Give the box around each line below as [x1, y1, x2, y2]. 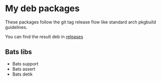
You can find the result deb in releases [5, 34, 84, 40]
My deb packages [5, 3, 80, 14]
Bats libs [5, 48, 32, 56]
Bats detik [12, 71, 33, 77]
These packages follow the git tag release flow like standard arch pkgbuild [5, 19, 156, 25]
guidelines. [5, 24, 28, 30]
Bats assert [12, 66, 35, 72]
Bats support [12, 61, 38, 66]
